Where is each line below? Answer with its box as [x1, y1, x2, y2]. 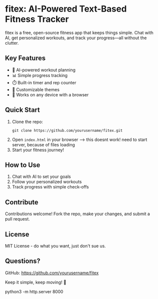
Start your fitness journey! [12, 147, 64, 153]
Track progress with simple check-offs [12, 184, 89, 190]
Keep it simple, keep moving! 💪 [5, 279, 67, 285]
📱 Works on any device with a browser [12, 92, 89, 97]
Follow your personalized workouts [12, 179, 82, 185]
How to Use [5, 161, 41, 169]
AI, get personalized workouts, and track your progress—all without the [5, 35, 147, 41]
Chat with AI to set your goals [12, 173, 71, 180]
